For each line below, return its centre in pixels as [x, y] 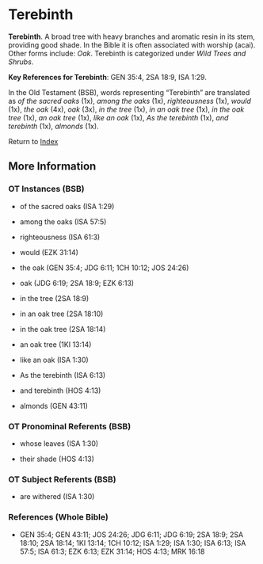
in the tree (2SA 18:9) [54, 298]
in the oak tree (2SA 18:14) [63, 329]
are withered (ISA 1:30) [57, 497]
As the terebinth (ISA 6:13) [63, 375]
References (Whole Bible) [58, 517]
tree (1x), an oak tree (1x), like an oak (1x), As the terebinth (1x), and [118, 117]
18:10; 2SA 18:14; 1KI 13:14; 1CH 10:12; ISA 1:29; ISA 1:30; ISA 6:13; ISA [133, 543]
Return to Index [33, 141]
